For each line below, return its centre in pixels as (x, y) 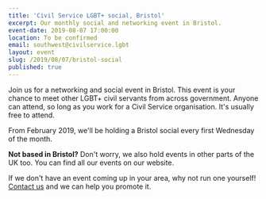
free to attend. (32, 115)
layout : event (32, 52)
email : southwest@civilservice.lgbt (69, 45)
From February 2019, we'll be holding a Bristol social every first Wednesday (131, 130)
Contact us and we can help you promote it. (80, 186)
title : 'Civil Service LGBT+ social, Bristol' (87, 15)
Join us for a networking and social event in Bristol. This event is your (122, 90)
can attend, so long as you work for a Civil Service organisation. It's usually (131, 106)
